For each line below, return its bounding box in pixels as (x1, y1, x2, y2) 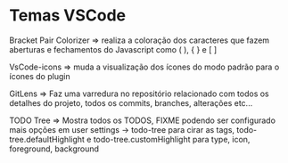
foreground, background (9, 143, 100, 154)
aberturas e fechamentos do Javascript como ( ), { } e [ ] (9, 44, 218, 54)
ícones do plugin (9, 70, 70, 81)
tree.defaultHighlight (9, 134, 85, 144)
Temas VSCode (9, 5, 127, 26)
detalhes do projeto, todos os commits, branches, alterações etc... (9, 97, 253, 108)
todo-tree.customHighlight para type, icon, (93, 134, 251, 144)
